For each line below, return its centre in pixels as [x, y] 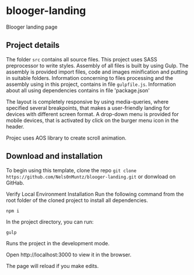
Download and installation [54, 156]
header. [15, 126]
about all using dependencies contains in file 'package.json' [78, 90]
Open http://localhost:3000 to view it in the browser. [69, 255]
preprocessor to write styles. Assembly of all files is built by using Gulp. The [97, 65]
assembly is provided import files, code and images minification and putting [97, 72]
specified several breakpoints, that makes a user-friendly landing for [88, 108]
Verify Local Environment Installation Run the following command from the [95, 194]
